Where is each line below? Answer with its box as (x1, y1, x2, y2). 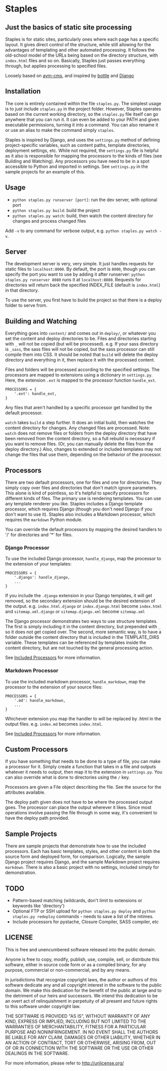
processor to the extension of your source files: (5, 684, 103, 690)
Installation (5, 87, 41, 96)
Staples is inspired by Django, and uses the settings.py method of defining (5, 136, 161, 143)
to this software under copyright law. (5, 1003, 81, 1009)
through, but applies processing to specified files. (5, 63, 107, 69)
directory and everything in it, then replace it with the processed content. (5, 357, 156, 363)
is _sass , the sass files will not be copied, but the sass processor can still (5, 346, 155, 352)
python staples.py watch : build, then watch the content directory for (12, 213, 154, 219)
